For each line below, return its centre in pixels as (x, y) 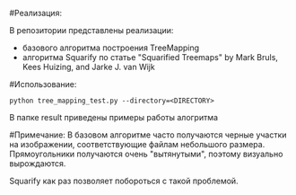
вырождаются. (38, 164)
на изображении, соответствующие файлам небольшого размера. (137, 144)
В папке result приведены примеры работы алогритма (113, 117)
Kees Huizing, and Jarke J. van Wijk (88, 67)
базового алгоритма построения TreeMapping (111, 48)
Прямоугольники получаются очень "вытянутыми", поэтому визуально (146, 154)
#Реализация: (36, 13)
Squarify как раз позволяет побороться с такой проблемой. (124, 181)
